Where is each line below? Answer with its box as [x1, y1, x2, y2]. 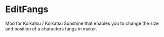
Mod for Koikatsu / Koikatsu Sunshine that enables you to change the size [5, 20, 159, 26]
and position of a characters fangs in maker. [5, 25, 97, 31]
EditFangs [5, 4, 49, 15]
